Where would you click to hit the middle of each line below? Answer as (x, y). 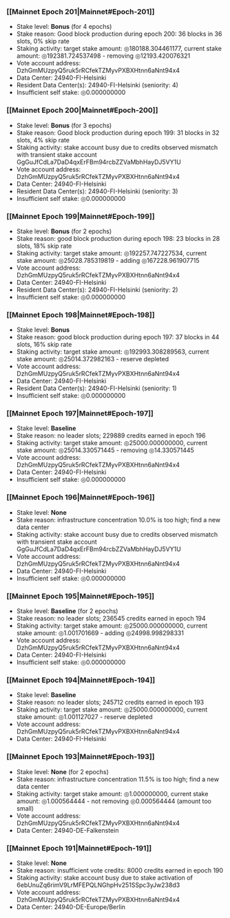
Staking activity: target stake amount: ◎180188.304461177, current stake (119, 49)
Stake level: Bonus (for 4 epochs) (64, 27)
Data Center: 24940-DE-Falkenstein (67, 830)
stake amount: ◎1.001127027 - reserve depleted (84, 717)
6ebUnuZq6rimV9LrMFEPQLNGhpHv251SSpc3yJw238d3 (98, 885)
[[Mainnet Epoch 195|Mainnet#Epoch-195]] (81, 596)
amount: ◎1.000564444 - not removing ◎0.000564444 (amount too (114, 801)
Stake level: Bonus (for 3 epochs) (64, 125)
